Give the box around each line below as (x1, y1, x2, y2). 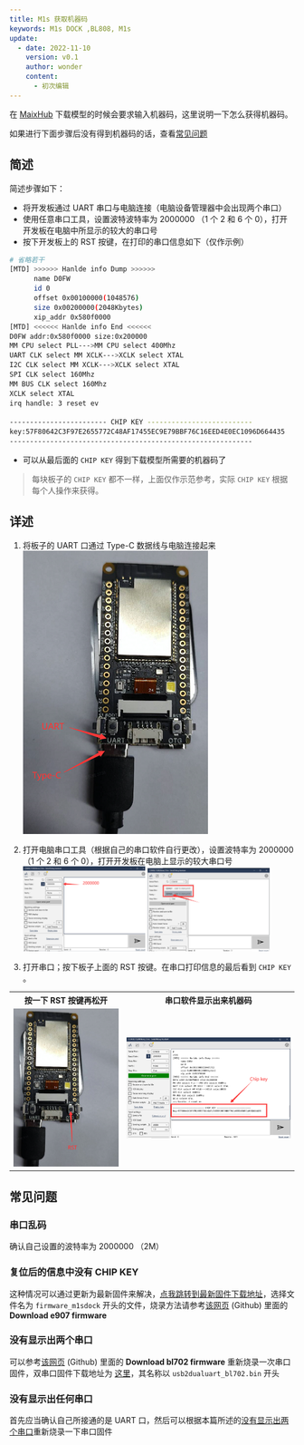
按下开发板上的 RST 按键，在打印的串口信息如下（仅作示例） (22, 236, 249, 247)
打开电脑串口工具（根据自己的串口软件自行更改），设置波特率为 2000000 (22, 844, 294, 855)
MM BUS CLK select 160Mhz (9, 379, 107, 389)
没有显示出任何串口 (9, 1392, 93, 1405)
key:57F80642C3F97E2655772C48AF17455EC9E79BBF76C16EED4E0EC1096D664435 (9, 427, 285, 437)
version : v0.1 (25, 53, 79, 63)
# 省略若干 (9, 255, 45, 265)
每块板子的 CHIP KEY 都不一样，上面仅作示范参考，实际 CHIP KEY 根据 (31, 474, 289, 485)
